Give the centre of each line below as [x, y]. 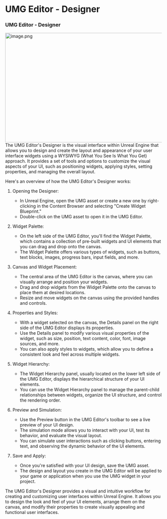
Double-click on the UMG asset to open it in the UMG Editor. [81, 217]
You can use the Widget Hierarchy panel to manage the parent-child [90, 390]
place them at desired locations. [53, 293]
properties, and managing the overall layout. [50, 172]
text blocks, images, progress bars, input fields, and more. [79, 257]
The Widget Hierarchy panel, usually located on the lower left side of [90, 374]
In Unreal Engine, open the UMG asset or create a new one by [83, 201]
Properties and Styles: [35, 313]
